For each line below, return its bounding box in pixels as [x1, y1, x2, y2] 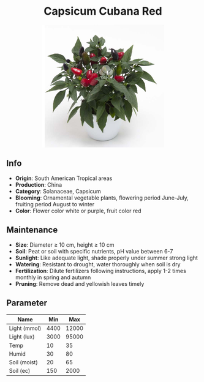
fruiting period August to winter [15, 200, 95, 208]
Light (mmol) [9, 324, 42, 332]
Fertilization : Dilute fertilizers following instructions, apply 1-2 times [15, 267, 187, 274]
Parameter [6, 298, 48, 308]
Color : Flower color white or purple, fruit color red [15, 207, 142, 214]
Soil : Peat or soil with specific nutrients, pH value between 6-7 [15, 247, 173, 255]
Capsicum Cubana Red [43, 4, 162, 18]
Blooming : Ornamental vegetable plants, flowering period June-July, [15, 194, 189, 201]
